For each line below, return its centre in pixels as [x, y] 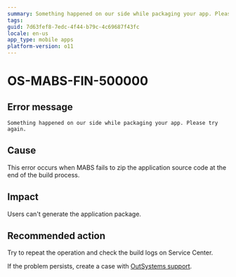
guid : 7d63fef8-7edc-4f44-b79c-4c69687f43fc [73, 27]
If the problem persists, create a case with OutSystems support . [100, 266]
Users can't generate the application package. [74, 214]
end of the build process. [44, 175]
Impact [23, 197]
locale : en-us [28, 33]
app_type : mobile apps [40, 40]
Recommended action [57, 236]
